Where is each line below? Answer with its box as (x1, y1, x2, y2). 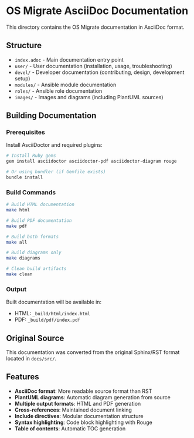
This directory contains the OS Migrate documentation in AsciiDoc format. (6, 23, 185, 31)
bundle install (6, 174, 43, 180)
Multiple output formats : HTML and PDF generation (14, 400, 141, 407)
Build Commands (6, 188, 56, 196)
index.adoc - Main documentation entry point (14, 56, 124, 63)
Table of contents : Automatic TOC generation (14, 424, 126, 432)
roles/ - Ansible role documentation (14, 87, 103, 95)
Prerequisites (6, 128, 45, 136)
